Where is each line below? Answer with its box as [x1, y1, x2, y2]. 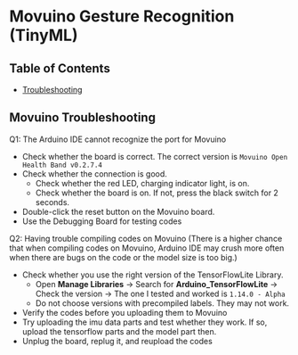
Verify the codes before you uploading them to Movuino [21, 307, 228, 318]
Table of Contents [9, 61, 111, 76]
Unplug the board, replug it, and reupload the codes [21, 335, 213, 346]
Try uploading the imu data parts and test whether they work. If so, [21, 317, 268, 327]
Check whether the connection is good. [21, 168, 167, 179]
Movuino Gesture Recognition [9, 6, 235, 27]
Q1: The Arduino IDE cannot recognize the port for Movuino [9, 134, 227, 144]
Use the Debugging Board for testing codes [21, 216, 182, 227]
